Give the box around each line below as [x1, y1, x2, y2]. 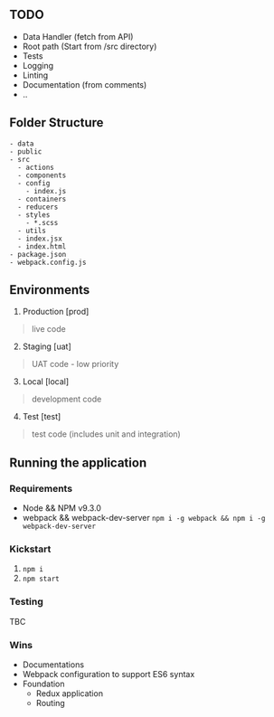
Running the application [9, 455, 147, 470]
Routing [35, 698, 65, 709]
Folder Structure [9, 115, 104, 130]
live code [31, 324, 66, 335]
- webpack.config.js [9, 258, 88, 267]
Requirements [9, 482, 73, 495]
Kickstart [9, 542, 52, 555]
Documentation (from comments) [22, 79, 147, 90]
